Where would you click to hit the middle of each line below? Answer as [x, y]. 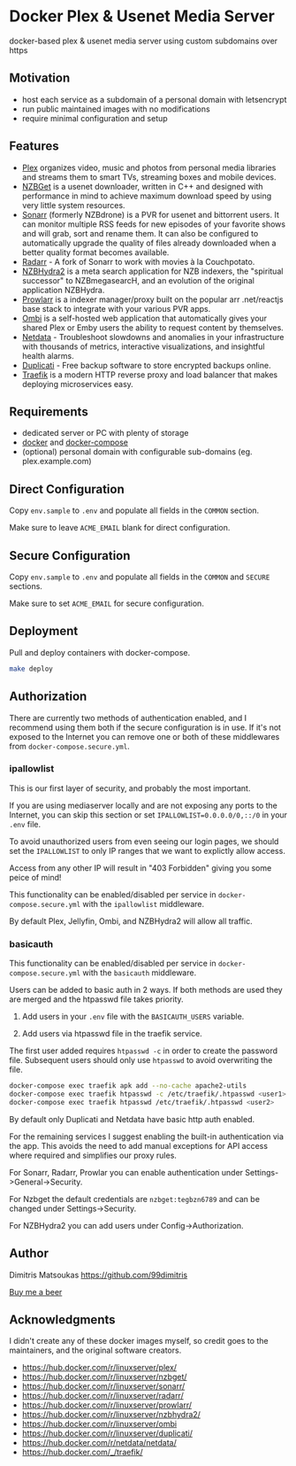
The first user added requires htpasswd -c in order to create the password [144, 1051]
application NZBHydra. [63, 290]
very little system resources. [73, 205]
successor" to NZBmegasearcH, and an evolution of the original [138, 280]
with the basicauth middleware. [140, 973]
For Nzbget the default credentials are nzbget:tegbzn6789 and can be [135, 1198]
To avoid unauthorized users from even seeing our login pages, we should [144, 841]
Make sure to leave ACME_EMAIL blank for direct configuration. [120, 528]
